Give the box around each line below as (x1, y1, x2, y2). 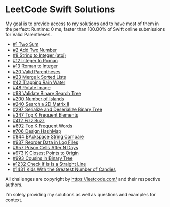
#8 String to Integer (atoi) (12, 52, 66, 58)
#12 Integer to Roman (12, 57, 58, 63)
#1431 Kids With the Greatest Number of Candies (12, 166, 116, 172)
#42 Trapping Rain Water (12, 79, 66, 85)
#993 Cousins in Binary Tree (12, 155, 73, 162)
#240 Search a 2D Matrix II (12, 101, 70, 107)
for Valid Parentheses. (5, 31, 52, 37)
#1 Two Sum (12, 41, 39, 47)
